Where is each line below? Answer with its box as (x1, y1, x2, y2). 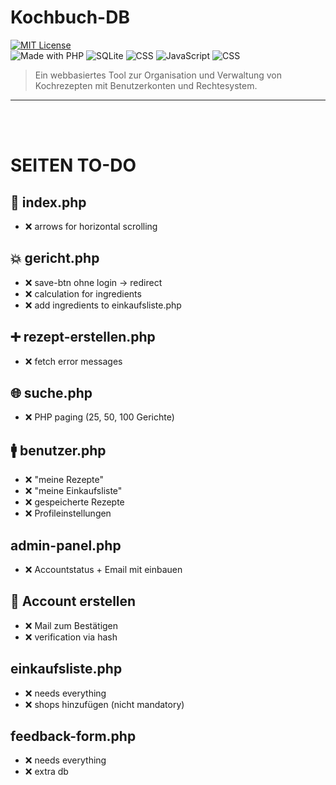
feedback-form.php (10, 728, 137, 745)
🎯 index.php (10, 194, 87, 211)
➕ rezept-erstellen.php (10, 329, 156, 346)
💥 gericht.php (10, 250, 100, 267)
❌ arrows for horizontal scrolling (24, 220, 158, 232)
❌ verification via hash (24, 631, 118, 643)
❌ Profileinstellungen (24, 507, 112, 520)
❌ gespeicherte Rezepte (24, 496, 125, 508)
